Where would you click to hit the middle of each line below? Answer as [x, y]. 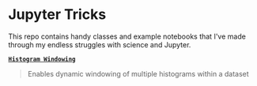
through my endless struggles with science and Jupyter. [100, 44]
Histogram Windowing [42, 59]
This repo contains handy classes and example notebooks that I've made [127, 36]
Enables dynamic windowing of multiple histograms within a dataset [138, 73]
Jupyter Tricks [57, 15]
